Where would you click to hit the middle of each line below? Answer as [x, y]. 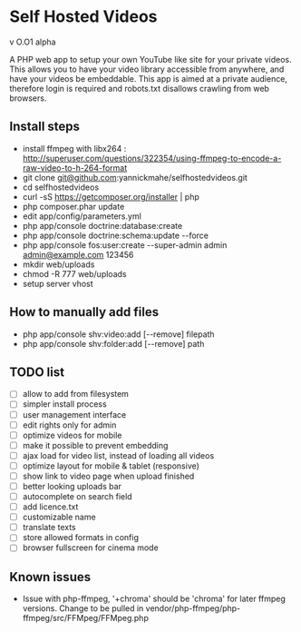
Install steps [44, 127]
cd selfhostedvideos [61, 187]
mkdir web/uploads [58, 264]
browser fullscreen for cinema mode [90, 548]
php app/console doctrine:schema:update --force [116, 235]
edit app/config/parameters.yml [82, 216]
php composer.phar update [73, 206]
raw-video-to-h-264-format [75, 168]
